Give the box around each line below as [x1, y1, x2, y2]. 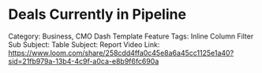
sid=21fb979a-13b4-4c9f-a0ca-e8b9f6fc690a [8, 57, 159, 66]
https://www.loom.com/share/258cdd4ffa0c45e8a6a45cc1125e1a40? [8, 48, 234, 57]
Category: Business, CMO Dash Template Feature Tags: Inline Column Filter [8, 31, 254, 41]
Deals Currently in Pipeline [8, 5, 187, 24]
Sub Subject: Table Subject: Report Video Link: [8, 39, 160, 49]
